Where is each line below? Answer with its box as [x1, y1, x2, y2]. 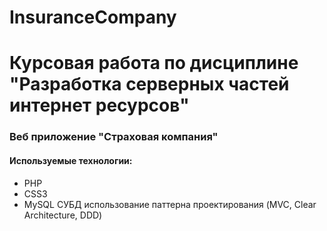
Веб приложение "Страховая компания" [9, 130, 219, 144]
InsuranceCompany [9, 6, 177, 29]
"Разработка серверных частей [9, 73, 290, 96]
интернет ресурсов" [9, 94, 190, 117]
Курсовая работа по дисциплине [9, 52, 299, 75]
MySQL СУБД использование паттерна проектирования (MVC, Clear [23, 198, 317, 210]
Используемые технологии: [9, 154, 133, 166]
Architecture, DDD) [23, 209, 103, 221]
